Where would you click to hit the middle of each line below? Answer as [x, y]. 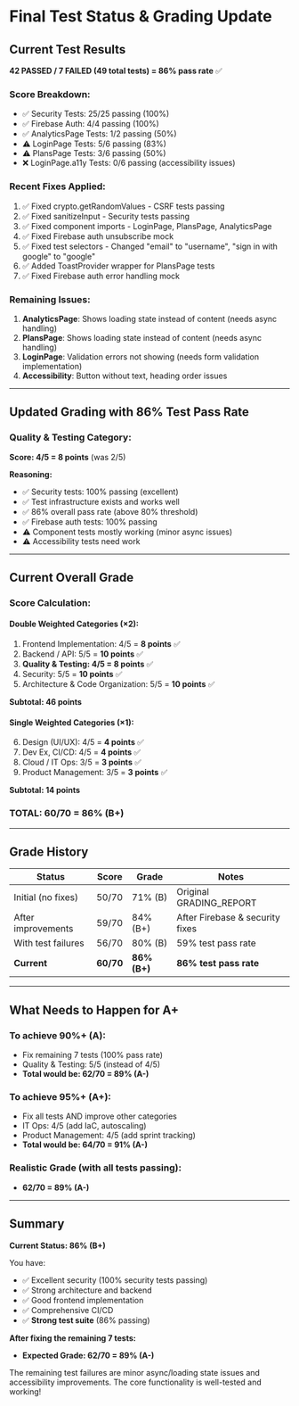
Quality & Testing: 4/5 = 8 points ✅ [88, 664]
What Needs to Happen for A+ [94, 1010]
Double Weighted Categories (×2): [74, 624]
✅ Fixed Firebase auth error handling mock [101, 276]
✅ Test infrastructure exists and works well [101, 501]
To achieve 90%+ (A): [58, 1035]
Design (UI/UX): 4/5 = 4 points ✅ [83, 742]
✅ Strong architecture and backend [87, 1290]
